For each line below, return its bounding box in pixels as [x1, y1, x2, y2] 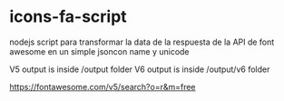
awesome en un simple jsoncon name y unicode [9, 45, 190, 56]
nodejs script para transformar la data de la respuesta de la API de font [9, 36, 275, 47]
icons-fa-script [9, 6, 127, 27]
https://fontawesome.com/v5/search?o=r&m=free [9, 81, 197, 92]
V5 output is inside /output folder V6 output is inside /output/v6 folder [9, 64, 270, 75]
